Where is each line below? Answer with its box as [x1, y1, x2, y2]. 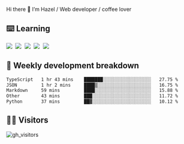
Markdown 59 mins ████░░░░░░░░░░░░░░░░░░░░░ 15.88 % [6, 87, 179, 94]
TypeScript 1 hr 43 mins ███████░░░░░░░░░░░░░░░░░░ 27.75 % [6, 76, 179, 82]
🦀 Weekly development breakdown [6, 60, 140, 71]
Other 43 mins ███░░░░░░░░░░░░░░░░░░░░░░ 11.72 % [6, 93, 179, 99]
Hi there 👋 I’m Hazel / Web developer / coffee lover [6, 6, 132, 13]
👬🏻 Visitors [6, 115, 49, 125]
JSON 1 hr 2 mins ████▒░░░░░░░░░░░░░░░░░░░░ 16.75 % [6, 82, 179, 88]
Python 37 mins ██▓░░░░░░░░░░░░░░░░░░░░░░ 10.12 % [6, 99, 179, 105]
